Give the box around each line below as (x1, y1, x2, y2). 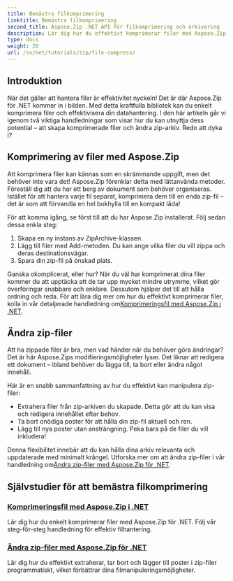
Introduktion (7, 75, 63, 87)
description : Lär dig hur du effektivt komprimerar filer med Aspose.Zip (7, 29, 227, 37)
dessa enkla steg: (7, 220, 58, 229)
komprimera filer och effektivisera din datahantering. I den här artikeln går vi (7, 108, 227, 117)
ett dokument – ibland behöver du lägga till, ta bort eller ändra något (7, 361, 203, 369)
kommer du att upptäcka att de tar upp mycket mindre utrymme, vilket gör (7, 277, 220, 285)
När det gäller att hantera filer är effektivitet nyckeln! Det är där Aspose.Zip (7, 94, 222, 102)
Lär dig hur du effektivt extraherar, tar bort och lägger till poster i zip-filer (7, 559, 218, 567)
